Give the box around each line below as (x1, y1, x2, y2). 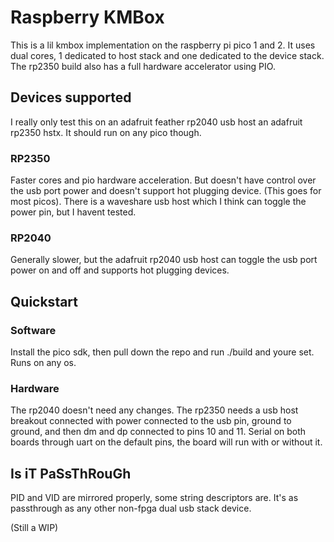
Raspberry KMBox (10, 6, 165, 29)
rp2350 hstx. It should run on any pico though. (10, 126, 202, 138)
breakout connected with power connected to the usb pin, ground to (10, 415, 292, 427)
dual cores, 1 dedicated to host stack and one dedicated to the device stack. (10, 49, 325, 61)
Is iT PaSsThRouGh (10, 465, 132, 482)
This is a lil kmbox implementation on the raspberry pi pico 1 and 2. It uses (10, 39, 316, 51)
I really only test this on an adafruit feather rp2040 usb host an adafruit (10, 116, 303, 128)
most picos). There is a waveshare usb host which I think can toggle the (10, 196, 307, 208)
